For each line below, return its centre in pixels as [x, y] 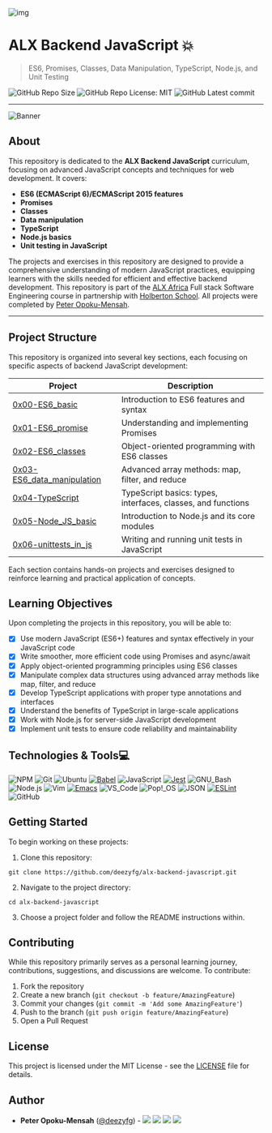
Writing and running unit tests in [182, 539]
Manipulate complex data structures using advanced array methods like [140, 675]
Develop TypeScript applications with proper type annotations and [131, 693]
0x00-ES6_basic [45, 404]
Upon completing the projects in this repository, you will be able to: [120, 623]
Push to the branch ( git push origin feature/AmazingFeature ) [124, 1012]
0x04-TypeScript [46, 497]
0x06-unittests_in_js [52, 544]
